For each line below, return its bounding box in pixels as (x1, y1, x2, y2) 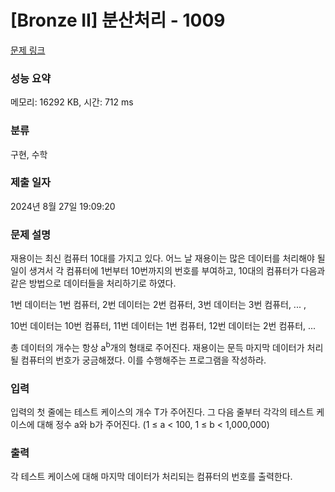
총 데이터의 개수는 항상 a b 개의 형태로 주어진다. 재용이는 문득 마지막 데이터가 (10, 340, 305, 353)
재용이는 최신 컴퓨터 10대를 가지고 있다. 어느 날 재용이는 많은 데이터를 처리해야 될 (10, 252, 326, 265)
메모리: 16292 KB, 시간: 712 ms (10, 96, 134, 108)
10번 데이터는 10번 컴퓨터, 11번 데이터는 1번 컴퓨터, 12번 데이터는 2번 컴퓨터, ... (10, 320, 317, 332)
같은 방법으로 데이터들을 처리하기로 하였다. (10, 277, 177, 290)
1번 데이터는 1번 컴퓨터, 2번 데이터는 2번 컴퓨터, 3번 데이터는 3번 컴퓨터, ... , (10, 299, 307, 311)
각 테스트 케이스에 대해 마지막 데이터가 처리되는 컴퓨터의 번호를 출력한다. (10, 471, 293, 483)
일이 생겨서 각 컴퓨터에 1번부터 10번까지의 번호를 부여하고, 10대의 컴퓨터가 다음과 (10, 265, 326, 277)
